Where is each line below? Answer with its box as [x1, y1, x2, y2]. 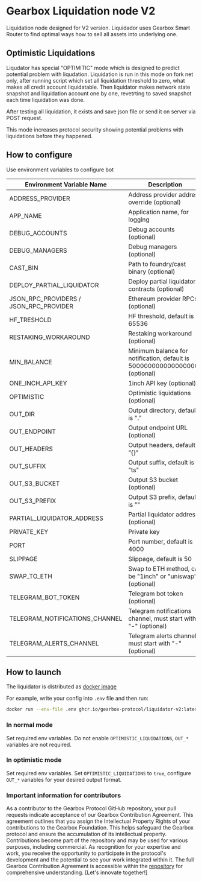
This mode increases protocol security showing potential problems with [6, 125, 183, 133]
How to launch [6, 667, 61, 677]
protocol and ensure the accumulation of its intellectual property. [6, 831, 167, 838]
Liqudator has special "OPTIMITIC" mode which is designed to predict [6, 64, 180, 71]
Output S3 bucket [128, 475, 179, 484]
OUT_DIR [9, 410, 35, 418]
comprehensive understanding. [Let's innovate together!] [6, 869, 148, 876]
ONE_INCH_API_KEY [9, 379, 67, 387]
